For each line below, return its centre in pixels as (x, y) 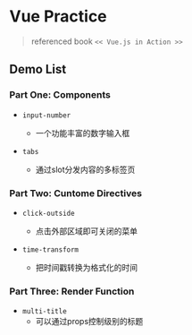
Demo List (38, 69)
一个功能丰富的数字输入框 (83, 133)
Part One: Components (60, 95)
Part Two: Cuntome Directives (76, 193)
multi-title (44, 312)
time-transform (50, 249)
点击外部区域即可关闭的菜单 (87, 231)
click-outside (48, 213)
